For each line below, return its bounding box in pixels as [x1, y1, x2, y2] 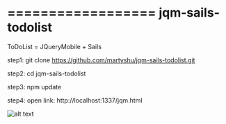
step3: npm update [7, 82, 62, 91]
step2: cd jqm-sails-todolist [7, 69, 86, 78]
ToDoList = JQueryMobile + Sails [7, 42, 102, 51]
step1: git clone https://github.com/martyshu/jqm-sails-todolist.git [7, 55, 195, 64]
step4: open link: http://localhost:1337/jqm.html [7, 96, 143, 105]
